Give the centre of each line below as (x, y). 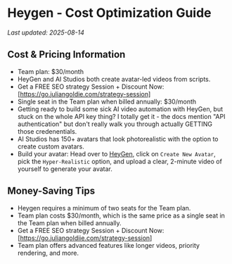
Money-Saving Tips (51, 191)
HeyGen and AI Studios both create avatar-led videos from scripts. (114, 79)
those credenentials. (47, 131)
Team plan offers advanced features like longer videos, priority (109, 245)
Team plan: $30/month (51, 71)
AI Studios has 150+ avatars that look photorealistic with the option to (118, 139)
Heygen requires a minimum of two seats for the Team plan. (104, 208)
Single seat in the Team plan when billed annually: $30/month (107, 101)
